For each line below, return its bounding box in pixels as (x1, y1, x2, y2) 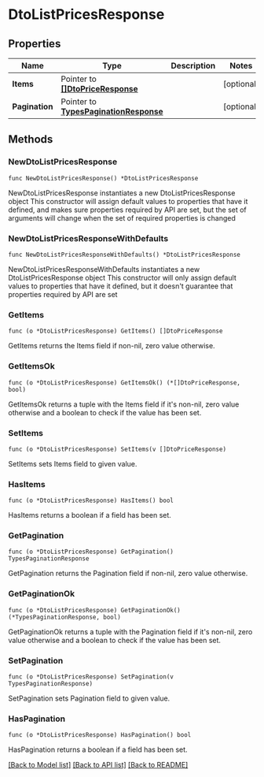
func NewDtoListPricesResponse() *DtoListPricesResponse (8, 174, 199, 182)
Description (170, 61, 216, 71)
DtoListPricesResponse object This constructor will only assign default (8, 273, 237, 282)
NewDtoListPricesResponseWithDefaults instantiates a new (8, 264, 200, 273)
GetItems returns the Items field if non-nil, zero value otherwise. (8, 341, 215, 351)
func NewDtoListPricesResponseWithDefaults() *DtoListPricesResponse (8, 251, 241, 258)
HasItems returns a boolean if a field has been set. (8, 511, 171, 520)
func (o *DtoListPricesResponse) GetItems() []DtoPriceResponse (8, 327, 223, 336)
